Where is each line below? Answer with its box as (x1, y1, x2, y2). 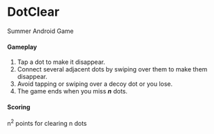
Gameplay (7, 43, 37, 51)
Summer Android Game (7, 27, 74, 35)
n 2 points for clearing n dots (7, 118, 88, 127)
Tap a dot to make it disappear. (17, 58, 106, 66)
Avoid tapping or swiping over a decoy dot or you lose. (17, 80, 173, 88)
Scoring (7, 102, 31, 111)
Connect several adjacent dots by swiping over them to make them (17, 65, 208, 74)
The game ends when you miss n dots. (17, 87, 128, 96)
